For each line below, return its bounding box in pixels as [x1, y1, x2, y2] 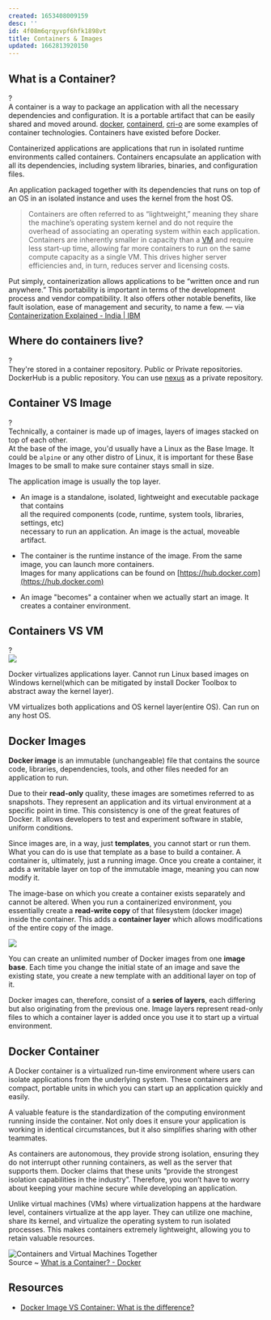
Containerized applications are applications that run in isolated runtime [8, 143, 244, 153]
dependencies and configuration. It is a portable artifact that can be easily [8, 110, 256, 120]
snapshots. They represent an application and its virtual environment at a [8, 797, 252, 807]
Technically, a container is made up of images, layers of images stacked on [8, 426, 259, 436]
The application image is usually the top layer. [8, 476, 161, 486]
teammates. [8, 1133, 49, 1143]
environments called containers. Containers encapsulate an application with [8, 151, 261, 162]
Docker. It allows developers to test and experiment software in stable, [8, 814, 243, 824]
